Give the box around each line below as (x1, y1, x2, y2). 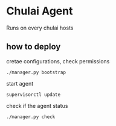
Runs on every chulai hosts (6, 24, 74, 31)
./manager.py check (6, 113, 56, 120)
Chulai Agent (6, 4, 73, 18)
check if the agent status (6, 102, 68, 109)
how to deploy (6, 42, 61, 52)
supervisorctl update (6, 92, 61, 98)
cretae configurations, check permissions (6, 57, 110, 65)
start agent (6, 80, 34, 87)
